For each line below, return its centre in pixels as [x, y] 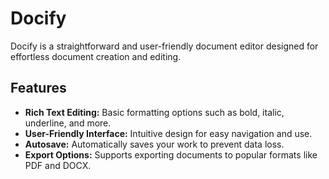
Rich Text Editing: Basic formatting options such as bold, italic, [154, 112]
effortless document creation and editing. [96, 56]
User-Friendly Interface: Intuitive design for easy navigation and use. [168, 133]
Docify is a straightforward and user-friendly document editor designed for [164, 46]
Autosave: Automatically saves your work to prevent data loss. [154, 144]
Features [38, 88]
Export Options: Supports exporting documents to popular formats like [171, 154]
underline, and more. [68, 123]
